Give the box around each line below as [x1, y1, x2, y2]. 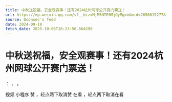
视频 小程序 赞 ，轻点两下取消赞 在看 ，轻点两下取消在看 [5, 91, 124, 97]
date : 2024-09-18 [5, 21, 42, 27]
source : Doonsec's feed [5, 17, 56, 22]
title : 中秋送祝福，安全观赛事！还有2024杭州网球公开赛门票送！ [5, 7, 126, 13]
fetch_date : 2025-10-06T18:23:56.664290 [5, 27, 93, 32]
